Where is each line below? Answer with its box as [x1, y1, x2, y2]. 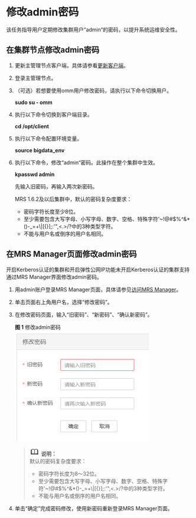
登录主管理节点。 [14, 74, 57, 82]
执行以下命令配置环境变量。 [14, 135, 83, 142]
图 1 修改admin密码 [14, 323, 61, 331]
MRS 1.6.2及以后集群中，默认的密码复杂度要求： [14, 196, 132, 203]
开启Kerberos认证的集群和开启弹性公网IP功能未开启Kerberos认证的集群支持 [6, 266, 190, 273]
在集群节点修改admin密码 [6, 45, 100, 55]
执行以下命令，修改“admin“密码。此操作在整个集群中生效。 [14, 159, 158, 166]
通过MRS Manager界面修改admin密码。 [6, 273, 102, 281]
